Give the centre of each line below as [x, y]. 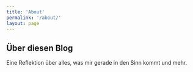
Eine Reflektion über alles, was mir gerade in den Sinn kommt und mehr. [97, 63]
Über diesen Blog [40, 48]
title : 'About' [26, 12]
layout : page [23, 23]
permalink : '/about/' [34, 18]
